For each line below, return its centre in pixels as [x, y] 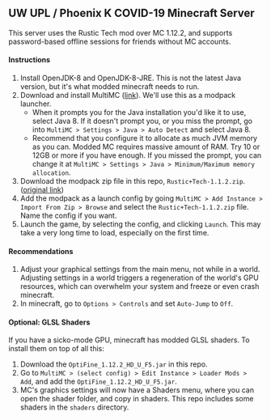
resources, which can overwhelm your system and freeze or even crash [140, 286]
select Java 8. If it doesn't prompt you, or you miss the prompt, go [142, 121]
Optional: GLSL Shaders [49, 322]
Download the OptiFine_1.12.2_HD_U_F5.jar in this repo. [114, 364]
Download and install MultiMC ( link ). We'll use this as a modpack [128, 95]
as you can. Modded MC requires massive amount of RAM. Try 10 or [146, 147]
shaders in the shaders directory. [74, 407]
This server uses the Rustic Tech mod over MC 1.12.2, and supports [121, 32]
